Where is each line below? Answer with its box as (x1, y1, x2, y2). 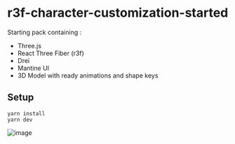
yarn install (7, 110, 46, 117)
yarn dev (7, 116, 33, 123)
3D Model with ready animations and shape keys (17, 71, 159, 80)
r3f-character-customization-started (7, 5, 229, 21)
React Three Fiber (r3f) (17, 49, 84, 57)
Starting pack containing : (7, 28, 82, 36)
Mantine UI (17, 64, 50, 72)
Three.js (17, 41, 42, 50)
